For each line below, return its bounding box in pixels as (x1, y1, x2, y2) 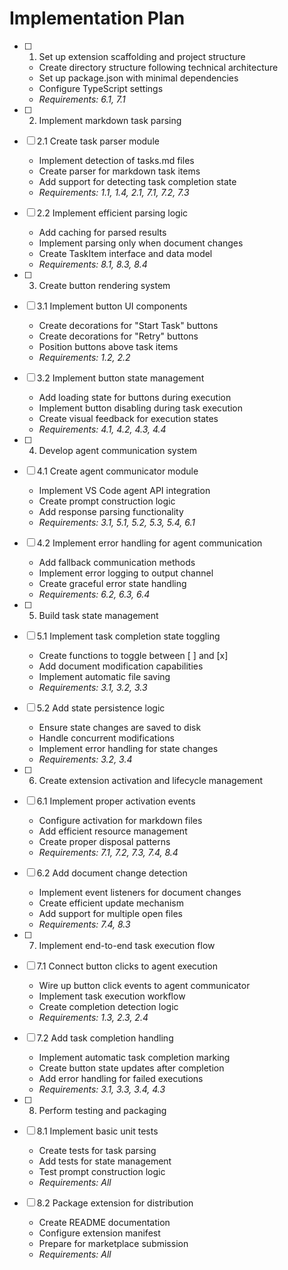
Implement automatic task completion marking (38, 1051, 231, 1063)
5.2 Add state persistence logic (36, 702, 166, 714)
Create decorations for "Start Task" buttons (38, 319, 219, 331)
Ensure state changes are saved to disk (38, 721, 202, 733)
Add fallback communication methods (38, 556, 196, 568)
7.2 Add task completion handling (36, 1032, 174, 1044)
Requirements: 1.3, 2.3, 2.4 (38, 1011, 149, 1023)
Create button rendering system (38, 279, 171, 291)
